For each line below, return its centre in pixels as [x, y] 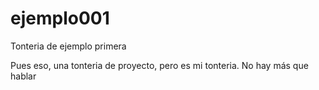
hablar [23, 76]
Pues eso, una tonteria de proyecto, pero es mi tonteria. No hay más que [159, 65]
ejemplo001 [60, 18]
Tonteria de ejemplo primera [68, 46]
